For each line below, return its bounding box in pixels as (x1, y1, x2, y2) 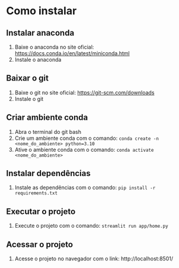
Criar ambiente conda (6, 113, 88, 123)
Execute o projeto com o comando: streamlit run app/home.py (14, 222, 168, 229)
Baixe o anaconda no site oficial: (14, 43, 94, 50)
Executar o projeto (6, 206, 76, 216)
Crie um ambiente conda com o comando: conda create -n (14, 135, 159, 142)
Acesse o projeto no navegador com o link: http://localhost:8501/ (14, 255, 174, 262)
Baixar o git (6, 73, 49, 84)
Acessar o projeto (6, 239, 73, 250)
